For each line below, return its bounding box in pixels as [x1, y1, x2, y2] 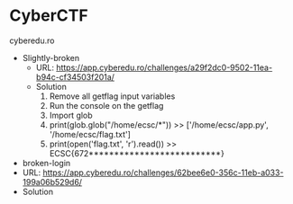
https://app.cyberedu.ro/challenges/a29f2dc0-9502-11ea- [55, 62, 273, 73]
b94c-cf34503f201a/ [35, 71, 115, 82]
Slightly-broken [22, 52, 80, 63]
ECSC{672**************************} [49, 147, 225, 158]
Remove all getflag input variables [49, 91, 176, 102]
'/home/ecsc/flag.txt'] [49, 129, 131, 139]
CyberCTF [9, 5, 88, 26]
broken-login [22, 157, 71, 168]
